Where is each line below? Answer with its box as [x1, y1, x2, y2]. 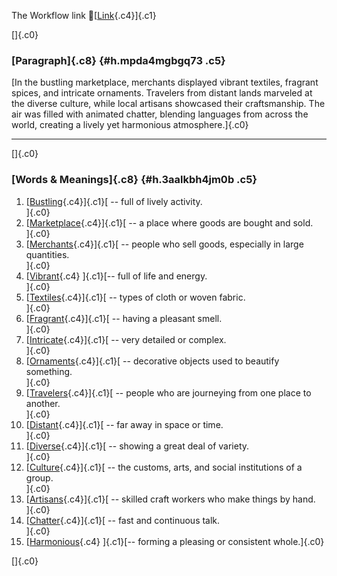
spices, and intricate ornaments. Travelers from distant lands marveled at [11, 87, 313, 99]
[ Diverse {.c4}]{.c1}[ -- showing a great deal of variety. [25, 440, 250, 452]
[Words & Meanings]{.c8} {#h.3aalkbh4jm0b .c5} [11, 173, 258, 187]
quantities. [25, 248, 70, 260]
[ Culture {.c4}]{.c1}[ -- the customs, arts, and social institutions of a [25, 461, 303, 473]
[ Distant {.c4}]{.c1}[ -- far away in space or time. [25, 418, 224, 430]
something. [25, 365, 73, 377]
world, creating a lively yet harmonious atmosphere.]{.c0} [11, 119, 249, 131]
